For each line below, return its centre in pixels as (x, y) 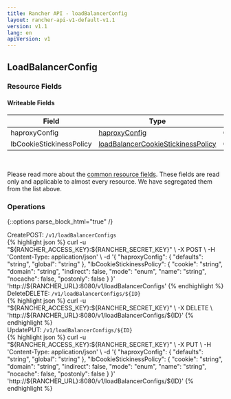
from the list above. (34, 188)
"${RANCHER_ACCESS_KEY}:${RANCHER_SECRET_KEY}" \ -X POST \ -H (111, 249)
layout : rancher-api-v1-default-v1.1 (61, 20)
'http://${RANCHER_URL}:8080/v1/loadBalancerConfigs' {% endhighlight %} (115, 285)
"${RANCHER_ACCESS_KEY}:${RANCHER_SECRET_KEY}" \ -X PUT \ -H (109, 344)
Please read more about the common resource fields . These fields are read (113, 174)
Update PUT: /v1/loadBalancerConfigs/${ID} (70, 330)
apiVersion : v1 (29, 39)
